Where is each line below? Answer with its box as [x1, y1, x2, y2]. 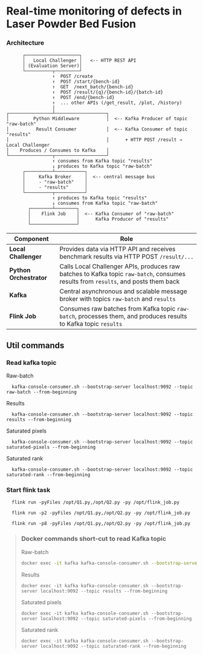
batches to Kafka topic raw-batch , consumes [59, 270, 186, 279]
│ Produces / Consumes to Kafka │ [6, 147, 110, 153]
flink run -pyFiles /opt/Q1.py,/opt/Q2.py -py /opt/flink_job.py [11, 500, 180, 506]
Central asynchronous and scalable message [59, 287, 187, 295]
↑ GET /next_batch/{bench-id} [52, 84, 134, 90]
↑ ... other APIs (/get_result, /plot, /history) [52, 100, 182, 106]
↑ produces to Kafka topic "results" [52, 195, 147, 201]
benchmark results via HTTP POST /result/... [59, 253, 194, 261]
